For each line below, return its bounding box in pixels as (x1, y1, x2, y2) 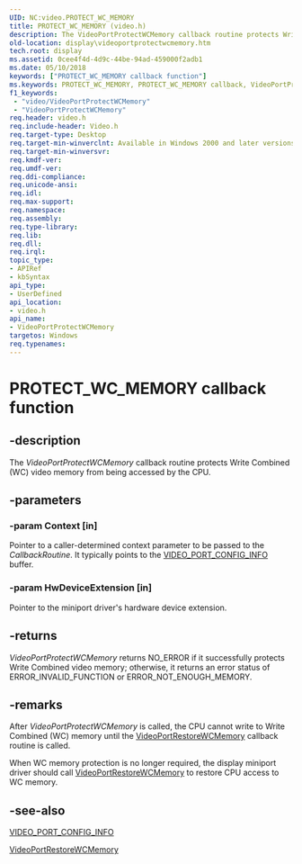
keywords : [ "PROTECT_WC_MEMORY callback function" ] (9, 72, 207, 81)
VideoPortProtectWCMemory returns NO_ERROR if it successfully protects (9, 652, 285, 662)
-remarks (9, 697, 63, 712)
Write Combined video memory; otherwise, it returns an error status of (9, 661, 271, 672)
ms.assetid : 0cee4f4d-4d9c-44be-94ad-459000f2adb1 (9, 55, 203, 64)
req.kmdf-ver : (9, 155, 63, 165)
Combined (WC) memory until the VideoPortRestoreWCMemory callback (9, 731, 279, 742)
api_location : (9, 298, 63, 307)
